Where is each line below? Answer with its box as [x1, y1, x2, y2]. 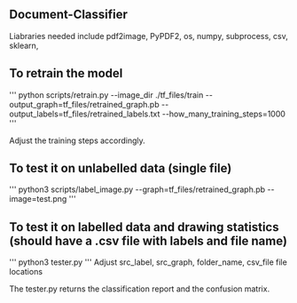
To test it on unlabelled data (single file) [9, 161, 232, 176]
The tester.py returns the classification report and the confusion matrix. [9, 283, 270, 294]
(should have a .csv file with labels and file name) [9, 233, 288, 248]
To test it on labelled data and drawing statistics [9, 219, 279, 235]
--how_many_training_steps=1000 [161, 108, 286, 119]
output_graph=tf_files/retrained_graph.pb [9, 99, 160, 109]
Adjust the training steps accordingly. [9, 135, 146, 146]
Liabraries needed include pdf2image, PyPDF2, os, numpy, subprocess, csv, [9, 30, 288, 41]
